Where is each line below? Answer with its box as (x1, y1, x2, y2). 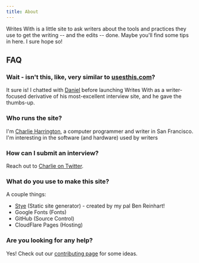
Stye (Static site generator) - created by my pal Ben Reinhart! (14, 202, 165, 209)
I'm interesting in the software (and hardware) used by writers (6, 134, 158, 141)
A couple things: (6, 191, 46, 198)
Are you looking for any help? (6, 236, 94, 245)
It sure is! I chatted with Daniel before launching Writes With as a (6, 86, 165, 94)
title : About (6, 8, 39, 15)
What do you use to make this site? (6, 177, 110, 185)
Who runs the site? (6, 114, 63, 122)
